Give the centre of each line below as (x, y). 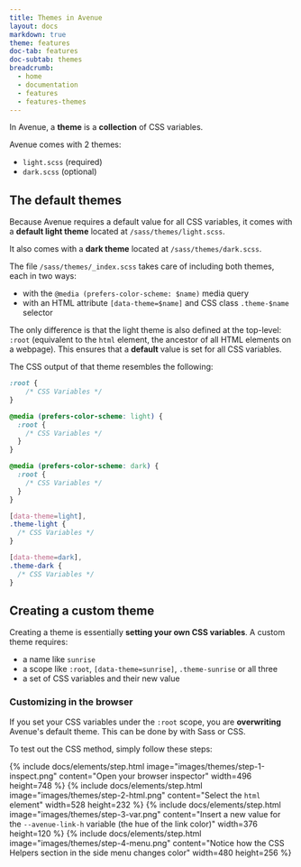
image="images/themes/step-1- (206, 766)
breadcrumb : (32, 69)
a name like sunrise (59, 659)
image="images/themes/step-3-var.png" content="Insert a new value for (145, 814)
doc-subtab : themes (46, 60)
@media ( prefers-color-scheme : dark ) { (84, 466)
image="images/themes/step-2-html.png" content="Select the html (135, 795)
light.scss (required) (62, 162)
